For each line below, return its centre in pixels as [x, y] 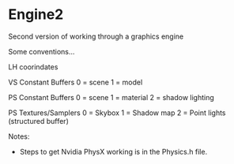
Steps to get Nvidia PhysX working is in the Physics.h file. [113, 151]
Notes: [19, 136]
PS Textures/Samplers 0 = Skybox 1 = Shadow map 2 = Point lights [117, 113]
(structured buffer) [38, 121]
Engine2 [36, 15]
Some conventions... [42, 51]
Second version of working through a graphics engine [96, 36]
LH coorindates [33, 67]
